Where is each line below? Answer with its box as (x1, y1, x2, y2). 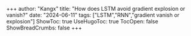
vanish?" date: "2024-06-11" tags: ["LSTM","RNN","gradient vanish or (6, 11, 180, 19)
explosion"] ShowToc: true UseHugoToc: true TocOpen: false (6, 18, 159, 25)
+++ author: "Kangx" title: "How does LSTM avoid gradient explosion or (6, 5, 186, 12)
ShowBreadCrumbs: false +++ (6, 24, 82, 31)
